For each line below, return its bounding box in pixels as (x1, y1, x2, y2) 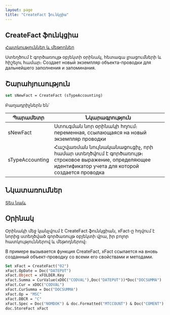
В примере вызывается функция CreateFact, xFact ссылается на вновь (5, 248, 158, 254)
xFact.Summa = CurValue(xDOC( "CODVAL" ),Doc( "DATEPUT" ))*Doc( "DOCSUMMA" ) (5, 278, 162, 283)
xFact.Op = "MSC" (5, 292, 42, 297)
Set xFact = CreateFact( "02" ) (5, 263, 69, 268)
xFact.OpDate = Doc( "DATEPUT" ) (5, 268, 71, 273)
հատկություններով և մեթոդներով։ (5, 239, 87, 245)
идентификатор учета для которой (54, 163, 139, 170)
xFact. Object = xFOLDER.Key (5, 273, 65, 278)
